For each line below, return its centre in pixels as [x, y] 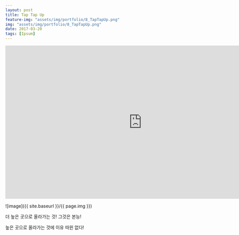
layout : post [19, 10]
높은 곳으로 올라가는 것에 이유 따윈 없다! [45, 227]
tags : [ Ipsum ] [20, 34]
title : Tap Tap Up [25, 15]
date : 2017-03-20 [24, 29]
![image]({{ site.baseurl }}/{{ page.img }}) [49, 206]
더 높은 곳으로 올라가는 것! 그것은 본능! [43, 217]
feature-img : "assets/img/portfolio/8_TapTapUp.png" [63, 19]
